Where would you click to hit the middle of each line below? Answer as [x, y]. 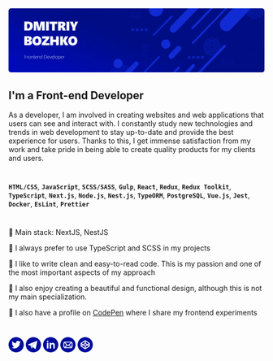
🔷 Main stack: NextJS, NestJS [58, 233]
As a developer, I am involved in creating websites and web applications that [136, 115]
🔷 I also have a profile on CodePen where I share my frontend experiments [133, 313]
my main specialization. [48, 297]
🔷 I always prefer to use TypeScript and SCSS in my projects [110, 248]
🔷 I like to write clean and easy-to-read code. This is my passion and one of [135, 264]
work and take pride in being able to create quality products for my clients [132, 150]
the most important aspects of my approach [82, 272]
